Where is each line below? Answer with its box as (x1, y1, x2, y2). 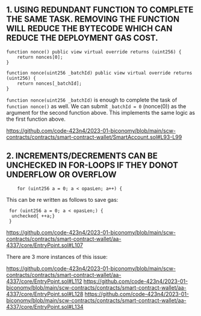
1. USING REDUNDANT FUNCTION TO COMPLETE (6, 5, 194, 15)
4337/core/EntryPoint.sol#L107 (6, 242, 83, 249)
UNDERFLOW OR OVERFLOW (6, 169, 117, 180)
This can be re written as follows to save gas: (6, 196, 119, 203)
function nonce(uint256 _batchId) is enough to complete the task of (6, 96, 178, 103)
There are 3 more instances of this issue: (6, 253, 108, 260)
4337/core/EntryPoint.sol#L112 (6, 278, 82, 285)
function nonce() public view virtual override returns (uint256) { (6, 49, 182, 55)
